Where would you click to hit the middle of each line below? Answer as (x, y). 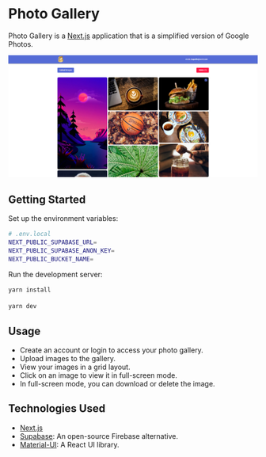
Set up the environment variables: (63, 219)
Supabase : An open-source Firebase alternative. (99, 436)
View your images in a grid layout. (75, 367)
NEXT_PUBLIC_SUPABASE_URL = (53, 242)
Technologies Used (57, 409)
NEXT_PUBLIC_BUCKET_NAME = (51, 259)
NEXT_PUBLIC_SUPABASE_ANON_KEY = (61, 250)
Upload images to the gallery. (68, 359)
